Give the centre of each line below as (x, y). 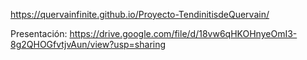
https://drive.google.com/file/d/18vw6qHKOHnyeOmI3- (183, 33)
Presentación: (39, 33)
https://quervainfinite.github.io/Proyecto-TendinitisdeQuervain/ (140, 14)
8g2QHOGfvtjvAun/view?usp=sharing (88, 44)
